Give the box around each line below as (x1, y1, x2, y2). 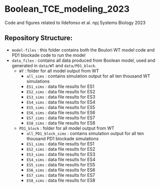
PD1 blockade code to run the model (11, 52, 86, 58)
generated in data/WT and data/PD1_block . (11, 62, 96, 68)
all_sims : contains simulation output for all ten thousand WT (26, 73, 151, 79)
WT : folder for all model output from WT (19, 68, 99, 74)
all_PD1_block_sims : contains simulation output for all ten (26, 130, 144, 136)
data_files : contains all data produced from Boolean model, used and (11, 57, 156, 63)
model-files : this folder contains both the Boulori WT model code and (11, 47, 155, 53)
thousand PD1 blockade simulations (26, 135, 99, 141)
